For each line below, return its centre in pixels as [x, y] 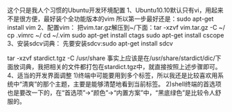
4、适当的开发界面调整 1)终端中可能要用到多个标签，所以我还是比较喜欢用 [113, 75]
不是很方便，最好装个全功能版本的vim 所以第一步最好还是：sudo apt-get [110, 19]
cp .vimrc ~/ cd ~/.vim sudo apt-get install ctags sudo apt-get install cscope [116, 35]
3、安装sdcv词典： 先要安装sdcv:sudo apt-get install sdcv [90, 43]
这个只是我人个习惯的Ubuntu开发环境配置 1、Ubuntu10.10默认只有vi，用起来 [115, 10]
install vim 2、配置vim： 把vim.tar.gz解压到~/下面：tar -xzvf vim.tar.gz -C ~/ [116, 27]
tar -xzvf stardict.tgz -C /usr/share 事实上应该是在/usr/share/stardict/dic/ [111, 58]
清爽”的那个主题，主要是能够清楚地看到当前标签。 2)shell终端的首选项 [122, 84]
